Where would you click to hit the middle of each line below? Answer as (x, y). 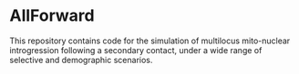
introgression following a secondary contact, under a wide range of (136, 50)
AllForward (52, 16)
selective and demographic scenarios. (81, 60)
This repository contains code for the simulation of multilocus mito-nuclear (150, 41)
